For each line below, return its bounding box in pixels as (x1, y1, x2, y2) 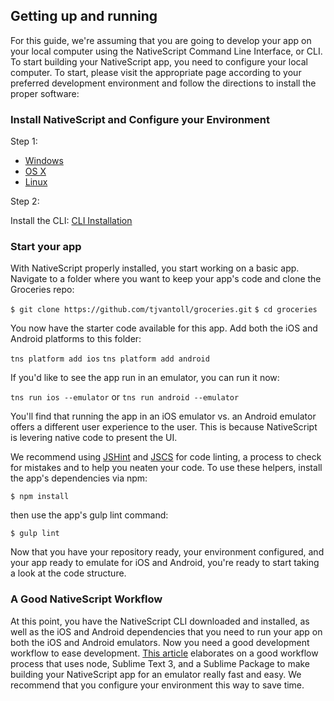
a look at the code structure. (10, 567, 127, 579)
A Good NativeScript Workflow (10, 592, 163, 606)
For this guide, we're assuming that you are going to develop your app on (10, 34, 312, 46)
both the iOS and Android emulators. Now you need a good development (10, 636, 310, 648)
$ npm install (10, 492, 70, 502)
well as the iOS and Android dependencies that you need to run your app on (10, 625, 323, 638)
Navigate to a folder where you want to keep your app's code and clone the (10, 273, 322, 285)
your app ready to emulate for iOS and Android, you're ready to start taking (10, 557, 320, 569)
